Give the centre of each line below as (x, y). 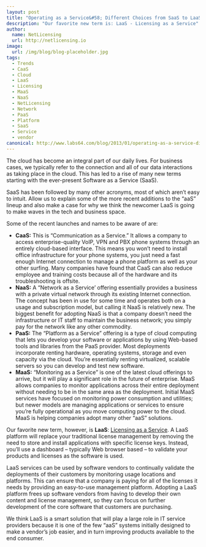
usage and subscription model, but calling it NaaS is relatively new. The (105, 307)
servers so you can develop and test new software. (80, 365)
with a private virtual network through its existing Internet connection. (103, 294)
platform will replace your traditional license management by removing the (100, 436)
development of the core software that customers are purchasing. (90, 507)
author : (16, 29)
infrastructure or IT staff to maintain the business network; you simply (103, 320)
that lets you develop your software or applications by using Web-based (106, 339)
